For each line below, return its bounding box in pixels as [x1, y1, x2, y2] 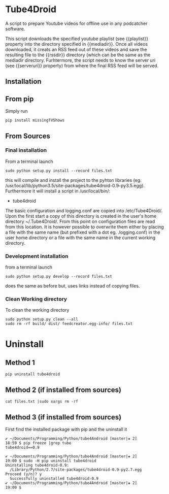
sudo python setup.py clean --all [5, 317, 79, 322]
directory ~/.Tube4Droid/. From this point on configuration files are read [5, 218, 155, 224]
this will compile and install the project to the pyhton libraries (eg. [5, 177, 142, 183]
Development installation [5, 252, 69, 259]
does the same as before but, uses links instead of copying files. [5, 283, 140, 289]
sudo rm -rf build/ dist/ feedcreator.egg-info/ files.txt [5, 321, 133, 326]
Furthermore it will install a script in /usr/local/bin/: [5, 188, 111, 194]
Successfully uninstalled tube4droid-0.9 [10, 476, 99, 481]
